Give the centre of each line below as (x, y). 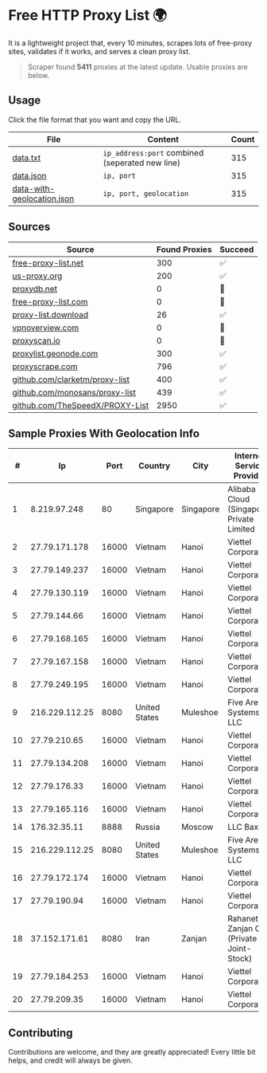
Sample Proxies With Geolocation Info (104, 433)
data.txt (27, 158)
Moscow (197, 827)
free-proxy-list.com (50, 301)
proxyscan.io (37, 340)
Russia (147, 827)
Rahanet (243, 919)
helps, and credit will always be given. (70, 1060)
